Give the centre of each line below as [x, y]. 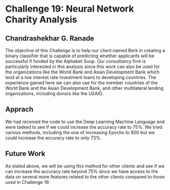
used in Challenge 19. [28, 182]
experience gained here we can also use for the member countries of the [82, 83]
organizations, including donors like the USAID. [54, 93]
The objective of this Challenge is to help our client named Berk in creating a [85, 50]
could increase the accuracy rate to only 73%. [54, 138]
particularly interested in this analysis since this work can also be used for [82, 67]
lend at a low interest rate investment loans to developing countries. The [81, 77]
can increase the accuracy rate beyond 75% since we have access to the [82, 171]
